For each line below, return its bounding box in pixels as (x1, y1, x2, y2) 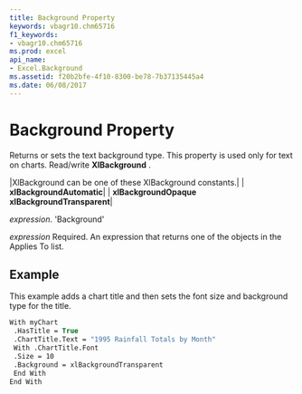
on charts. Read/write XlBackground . (9, 159, 152, 170)
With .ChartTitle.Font (13, 343, 99, 352)
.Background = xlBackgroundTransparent (13, 360, 165, 370)
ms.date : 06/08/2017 (9, 81, 88, 90)
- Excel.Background (9, 64, 83, 73)
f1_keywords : (9, 30, 59, 39)
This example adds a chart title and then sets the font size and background (9, 291, 288, 302)
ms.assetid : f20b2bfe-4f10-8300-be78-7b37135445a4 (9, 72, 204, 82)
